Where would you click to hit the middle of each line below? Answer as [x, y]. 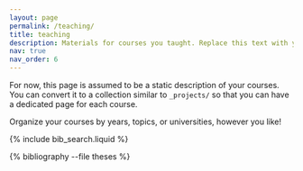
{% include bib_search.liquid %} [69, 139]
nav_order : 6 [34, 59]
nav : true [28, 51]
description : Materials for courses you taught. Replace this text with [149, 43]
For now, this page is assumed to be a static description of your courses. [144, 85]
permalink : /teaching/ [52, 26]
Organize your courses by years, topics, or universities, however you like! [146, 121]
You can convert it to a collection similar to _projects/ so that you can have [150, 94]
